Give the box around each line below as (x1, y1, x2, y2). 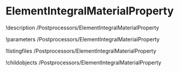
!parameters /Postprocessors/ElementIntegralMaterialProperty (5, 35, 160, 43)
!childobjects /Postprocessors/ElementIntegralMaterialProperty (5, 59, 161, 66)
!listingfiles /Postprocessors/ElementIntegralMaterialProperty (5, 47, 157, 55)
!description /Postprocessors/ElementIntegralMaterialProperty (5, 24, 160, 31)
